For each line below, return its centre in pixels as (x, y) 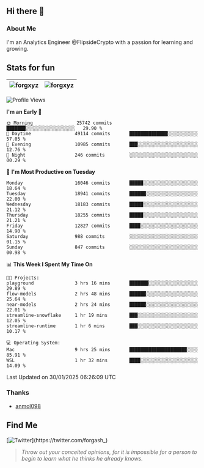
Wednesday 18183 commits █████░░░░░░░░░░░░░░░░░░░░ (102, 204)
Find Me (22, 425)
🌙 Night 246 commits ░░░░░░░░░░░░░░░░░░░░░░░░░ (102, 155)
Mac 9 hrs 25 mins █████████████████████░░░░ (102, 349)
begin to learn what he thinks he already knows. (82, 458)
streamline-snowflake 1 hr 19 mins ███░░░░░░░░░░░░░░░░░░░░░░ (102, 315)
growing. (17, 48)
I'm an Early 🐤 (24, 111)
